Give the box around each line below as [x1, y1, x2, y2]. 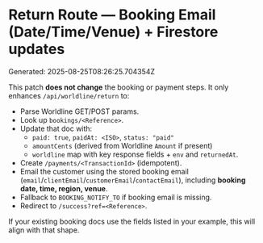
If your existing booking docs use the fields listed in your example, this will [8, 216, 256, 226]
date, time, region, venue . [19, 183, 108, 193]
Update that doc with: [19, 124, 93, 133]
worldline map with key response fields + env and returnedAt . [31, 149, 239, 159]
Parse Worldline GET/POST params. [19, 107, 140, 116]
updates [8, 40, 65, 58]
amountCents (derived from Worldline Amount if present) [31, 140, 213, 150]
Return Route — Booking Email [8, 6, 216, 24]
